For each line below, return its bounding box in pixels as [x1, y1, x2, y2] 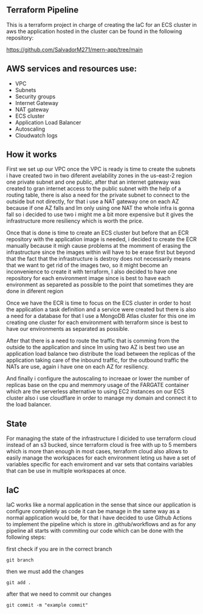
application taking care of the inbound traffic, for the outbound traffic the [6, 356, 189, 364]
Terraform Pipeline [6, 5, 79, 15]
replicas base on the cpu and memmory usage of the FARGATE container [6, 381, 190, 389]
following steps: [6, 533, 46, 541]
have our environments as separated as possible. [6, 325, 129, 333]
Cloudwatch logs [15, 131, 58, 139]
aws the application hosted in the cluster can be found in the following [6, 27, 182, 35]
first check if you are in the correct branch [6, 546, 112, 553]
